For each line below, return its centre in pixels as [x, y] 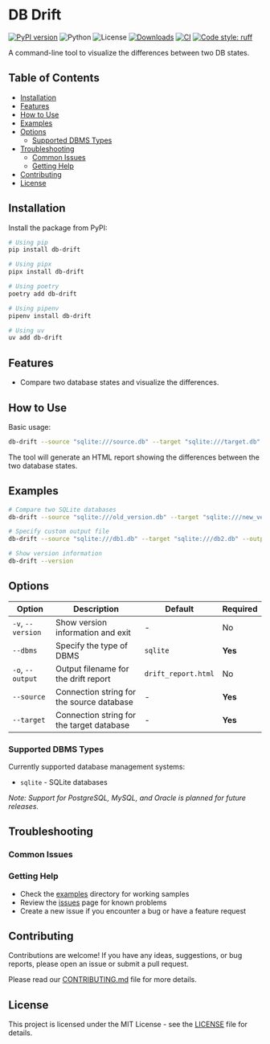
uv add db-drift [35, 338]
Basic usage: [30, 427]
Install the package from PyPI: [58, 228]
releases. [23, 806]
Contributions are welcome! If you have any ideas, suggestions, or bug [125, 955]
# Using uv [27, 330]
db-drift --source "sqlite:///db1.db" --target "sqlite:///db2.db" [124, 539]
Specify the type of [92, 646]
